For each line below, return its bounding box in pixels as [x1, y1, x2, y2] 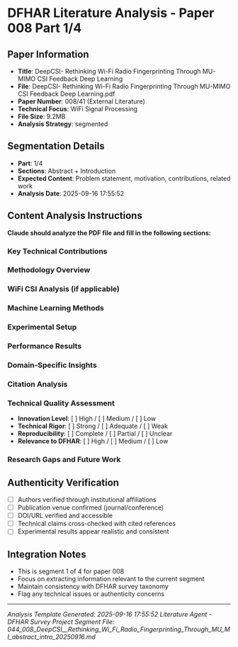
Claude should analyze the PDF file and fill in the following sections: [7, 228, 211, 237]
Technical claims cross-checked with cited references [17, 519, 176, 528]
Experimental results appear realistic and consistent [17, 527, 169, 536]
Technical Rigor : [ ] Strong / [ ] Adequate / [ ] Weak [17, 422, 169, 430]
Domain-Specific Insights [7, 360, 97, 370]
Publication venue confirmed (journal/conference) [17, 503, 164, 512]
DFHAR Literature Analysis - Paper [7, 5, 215, 21]
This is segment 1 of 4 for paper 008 [17, 567, 125, 575]
